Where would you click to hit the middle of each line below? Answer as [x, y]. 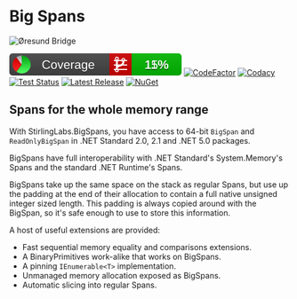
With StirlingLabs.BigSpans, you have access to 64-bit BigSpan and [132, 131]
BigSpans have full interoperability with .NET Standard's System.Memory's [146, 158]
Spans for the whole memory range [109, 110]
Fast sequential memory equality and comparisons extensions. [136, 247]
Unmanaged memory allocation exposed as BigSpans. [121, 275]
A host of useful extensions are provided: [85, 230]
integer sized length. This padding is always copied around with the [133, 203]
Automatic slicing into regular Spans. [89, 285]
